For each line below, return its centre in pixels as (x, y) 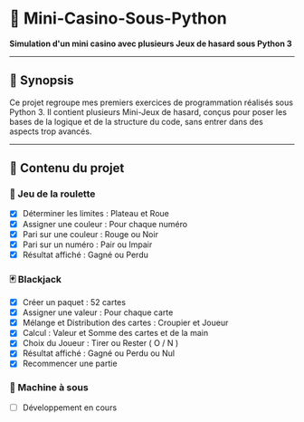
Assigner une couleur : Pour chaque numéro (105, 224)
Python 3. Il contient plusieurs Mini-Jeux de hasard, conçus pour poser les (148, 111)
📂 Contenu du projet (67, 168)
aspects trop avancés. (51, 131)
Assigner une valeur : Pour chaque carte (98, 312)
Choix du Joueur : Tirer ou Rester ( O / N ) (100, 343)
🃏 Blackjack (35, 279)
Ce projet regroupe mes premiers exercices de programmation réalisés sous (152, 102)
